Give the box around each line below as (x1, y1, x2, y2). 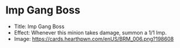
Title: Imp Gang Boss (13, 23, 65, 30)
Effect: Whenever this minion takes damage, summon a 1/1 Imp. (13, 29, 167, 36)
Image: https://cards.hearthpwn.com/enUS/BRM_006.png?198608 (13, 35, 174, 42)
